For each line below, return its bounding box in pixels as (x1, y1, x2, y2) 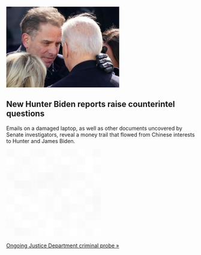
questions (6, 109, 45, 119)
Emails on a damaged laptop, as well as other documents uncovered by (6, 124, 183, 132)
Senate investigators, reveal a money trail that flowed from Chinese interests (6, 131, 195, 138)
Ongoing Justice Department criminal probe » (6, 242, 119, 249)
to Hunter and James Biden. (6, 137, 76, 144)
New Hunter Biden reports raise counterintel (6, 99, 175, 109)
